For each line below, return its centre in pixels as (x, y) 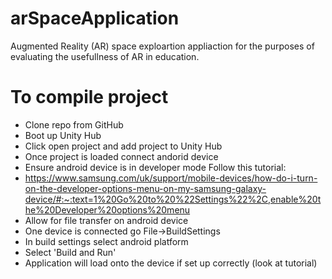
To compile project (89, 97)
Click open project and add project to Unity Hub (123, 146)
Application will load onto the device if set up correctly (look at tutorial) (171, 263)
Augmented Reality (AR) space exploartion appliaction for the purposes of (162, 46)
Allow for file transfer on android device (106, 220)
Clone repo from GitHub (74, 124)
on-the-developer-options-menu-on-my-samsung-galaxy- (145, 188)
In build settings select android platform (106, 241)
